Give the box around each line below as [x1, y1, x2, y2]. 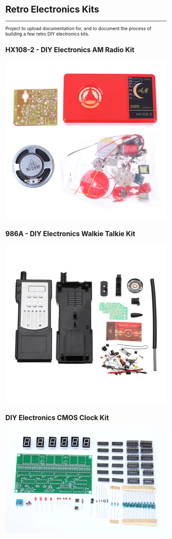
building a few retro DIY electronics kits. [5, 31, 90, 37]
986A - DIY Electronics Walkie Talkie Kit [5, 229, 136, 239]
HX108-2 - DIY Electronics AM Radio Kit [5, 46, 135, 54]
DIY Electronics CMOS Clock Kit [5, 413, 109, 422]
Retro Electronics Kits [5, 4, 99, 15]
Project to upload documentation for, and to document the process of [5, 25, 152, 31]
